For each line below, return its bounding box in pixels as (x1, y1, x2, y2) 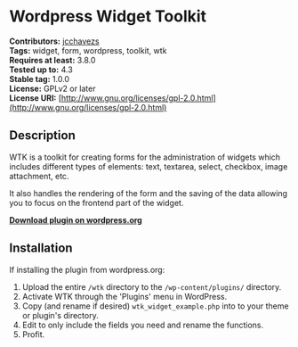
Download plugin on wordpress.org (9, 214, 142, 225)
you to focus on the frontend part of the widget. (9, 197, 184, 208)
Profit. (21, 328, 45, 340)
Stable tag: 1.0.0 (9, 73, 69, 84)
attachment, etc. (9, 170, 69, 181)
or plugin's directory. (21, 310, 100, 320)
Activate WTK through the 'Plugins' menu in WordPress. (21, 291, 228, 302)
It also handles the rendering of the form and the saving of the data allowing (9, 187, 287, 198)
